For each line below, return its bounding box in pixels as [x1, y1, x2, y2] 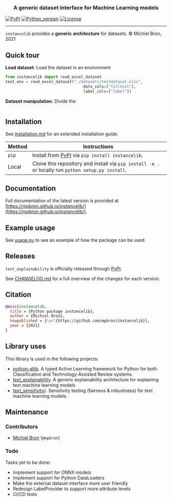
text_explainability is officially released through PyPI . [5, 265, 122, 272]
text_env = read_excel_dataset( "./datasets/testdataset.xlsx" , [5, 79, 143, 84]
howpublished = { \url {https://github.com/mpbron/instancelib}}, [10, 318, 150, 323]
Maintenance [5, 408, 49, 417]
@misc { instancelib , [5, 304, 47, 309]
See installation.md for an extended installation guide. [5, 131, 119, 137]
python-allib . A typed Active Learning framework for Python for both [12, 365, 157, 372]
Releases [5, 252, 35, 261]
